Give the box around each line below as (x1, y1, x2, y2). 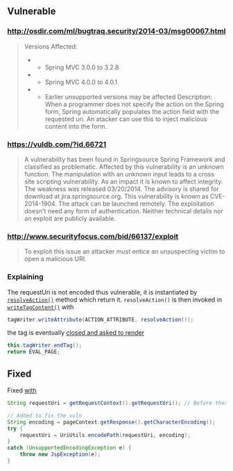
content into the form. (44, 122, 107, 131)
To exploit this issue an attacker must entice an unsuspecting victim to (24, 247, 225, 256)
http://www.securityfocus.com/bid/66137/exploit (7, 231, 179, 241)
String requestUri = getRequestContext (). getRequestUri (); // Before (7, 399, 213, 407)
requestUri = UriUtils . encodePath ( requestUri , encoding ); (19, 431, 191, 438)
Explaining (7, 272, 44, 282)
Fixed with (7, 386, 37, 395)
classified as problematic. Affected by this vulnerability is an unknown (24, 163, 224, 171)
